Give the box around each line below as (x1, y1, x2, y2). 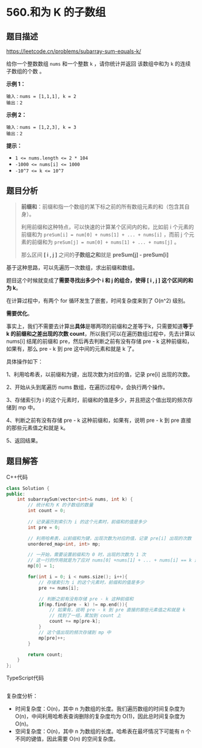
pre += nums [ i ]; (38, 585, 79, 591)
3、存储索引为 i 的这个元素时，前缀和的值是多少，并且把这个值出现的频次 (6, 396, 188, 403)
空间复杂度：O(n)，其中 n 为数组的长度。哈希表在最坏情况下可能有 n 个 (14, 728, 191, 735)
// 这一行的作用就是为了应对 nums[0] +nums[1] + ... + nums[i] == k (28, 557, 192, 563)
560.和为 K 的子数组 (6, 5, 106, 19)
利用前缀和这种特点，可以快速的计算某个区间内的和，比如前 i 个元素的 (20, 223, 194, 230)
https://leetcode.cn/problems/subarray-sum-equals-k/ (6, 48, 141, 55)
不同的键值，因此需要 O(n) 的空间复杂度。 (14, 735, 119, 743)
